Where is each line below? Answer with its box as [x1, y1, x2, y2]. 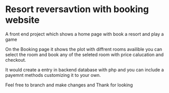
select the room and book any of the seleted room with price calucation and [5, 52, 164, 58]
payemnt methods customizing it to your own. [5, 72, 101, 78]
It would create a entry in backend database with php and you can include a [5, 67, 164, 73]
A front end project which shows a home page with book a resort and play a [5, 31, 164, 37]
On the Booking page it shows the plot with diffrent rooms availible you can [5, 46, 162, 52]
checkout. [5, 57, 26, 63]
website [5, 14, 40, 26]
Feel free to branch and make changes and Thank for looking [5, 82, 133, 88]
